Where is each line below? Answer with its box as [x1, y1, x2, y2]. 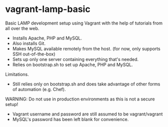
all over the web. [5, 25, 39, 31]
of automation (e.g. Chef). [12, 86, 66, 92]
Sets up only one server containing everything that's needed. [12, 56, 139, 62]
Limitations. [5, 71, 29, 77]
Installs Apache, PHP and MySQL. [12, 35, 82, 41]
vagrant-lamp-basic [5, 3, 91, 15]
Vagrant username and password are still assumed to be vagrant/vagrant [12, 111, 163, 117]
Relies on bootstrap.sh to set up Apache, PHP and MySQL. [12, 61, 133, 67]
